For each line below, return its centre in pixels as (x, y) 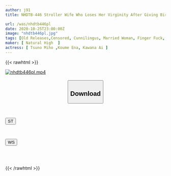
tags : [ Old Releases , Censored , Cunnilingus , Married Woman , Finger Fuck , (85, 38)
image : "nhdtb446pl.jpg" (32, 34)
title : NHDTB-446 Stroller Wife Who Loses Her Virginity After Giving (82, 15)
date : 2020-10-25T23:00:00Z (35, 29)
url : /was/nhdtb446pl (28, 24)
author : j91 (18, 10)
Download (85, 94)
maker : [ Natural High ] (33, 43)
